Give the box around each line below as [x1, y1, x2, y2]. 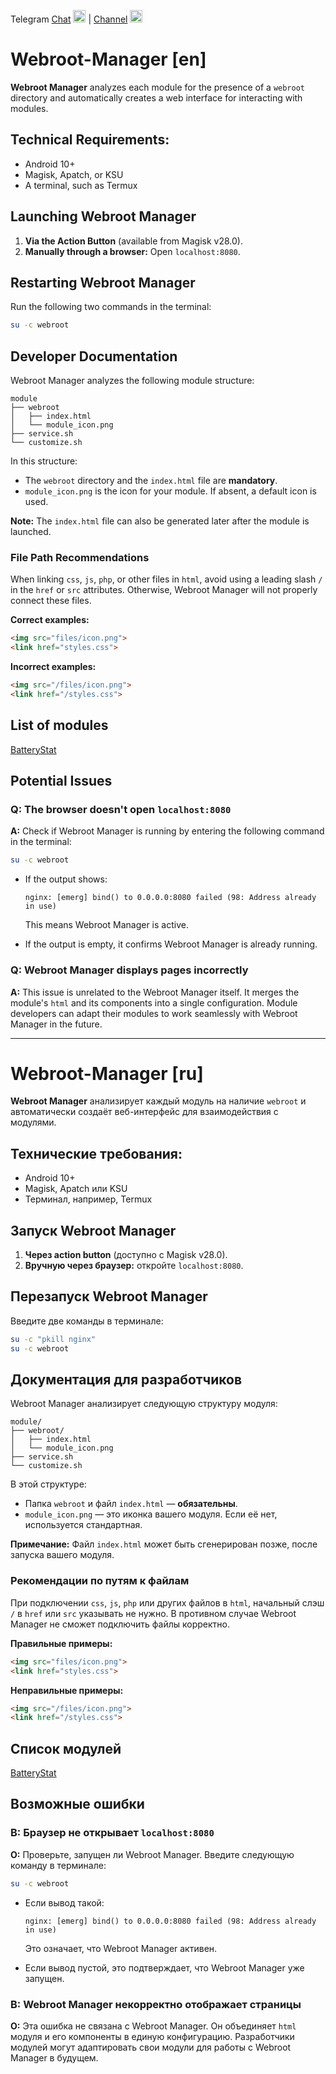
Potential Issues [10, 773, 113, 790]
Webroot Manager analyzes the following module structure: [10, 375, 255, 387]
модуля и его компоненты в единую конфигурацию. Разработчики [10, 2030, 295, 2042]
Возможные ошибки [10, 1796, 145, 1813]
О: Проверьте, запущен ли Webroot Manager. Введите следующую [10, 1848, 295, 1860]
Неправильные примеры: [10, 1684, 124, 1696]
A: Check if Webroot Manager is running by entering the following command [10, 825, 325, 837]
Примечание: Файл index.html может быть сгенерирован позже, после [10, 1538, 318, 1550]
